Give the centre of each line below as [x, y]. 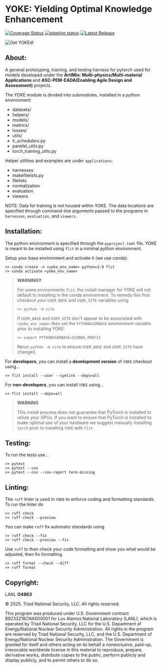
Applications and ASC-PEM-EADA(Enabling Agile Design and [69, 80]
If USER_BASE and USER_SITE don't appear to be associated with [79, 318]
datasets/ [22, 109]
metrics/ [21, 125]
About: [16, 58]
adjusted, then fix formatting [34, 554]
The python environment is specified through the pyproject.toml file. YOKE [81, 243]
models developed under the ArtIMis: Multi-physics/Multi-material [74, 75]
